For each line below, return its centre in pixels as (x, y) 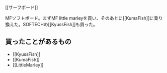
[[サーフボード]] (22, 7)
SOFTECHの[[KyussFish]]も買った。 (60, 24)
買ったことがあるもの (38, 42)
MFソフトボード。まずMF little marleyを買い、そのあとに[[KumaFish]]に (80, 18)
